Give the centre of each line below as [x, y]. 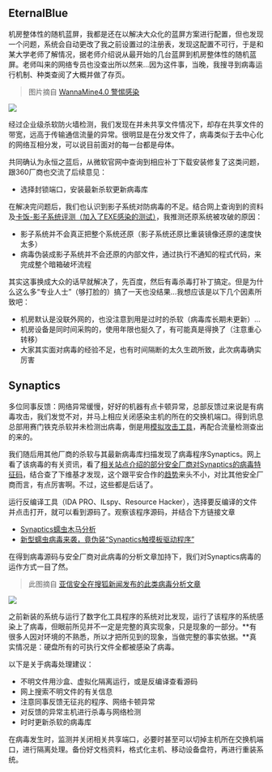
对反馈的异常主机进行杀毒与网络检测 [81, 712]
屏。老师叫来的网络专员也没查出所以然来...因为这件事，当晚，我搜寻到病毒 [132, 64]
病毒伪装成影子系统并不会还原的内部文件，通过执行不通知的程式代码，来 [140, 254]
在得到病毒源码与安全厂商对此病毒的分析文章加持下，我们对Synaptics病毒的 [135, 556]
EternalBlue [38, 13]
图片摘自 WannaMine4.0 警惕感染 [84, 92]
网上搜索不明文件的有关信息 [66, 691]
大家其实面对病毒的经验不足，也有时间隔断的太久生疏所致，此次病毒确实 [140, 349]
